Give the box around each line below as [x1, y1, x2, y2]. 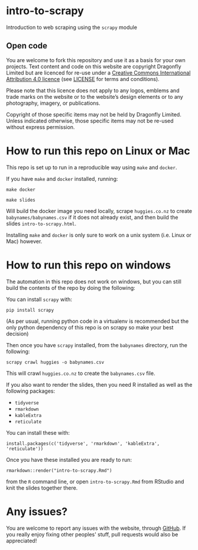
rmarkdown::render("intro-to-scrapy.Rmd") [6, 467, 112, 474]
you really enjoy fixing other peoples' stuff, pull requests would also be [6, 530, 178, 538]
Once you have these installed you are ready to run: [6, 456, 132, 463]
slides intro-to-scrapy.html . [6, 220, 77, 227]
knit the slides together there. [6, 484, 78, 491]
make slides [6, 197, 35, 203]
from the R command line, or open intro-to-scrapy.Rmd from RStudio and [6, 478, 184, 485]
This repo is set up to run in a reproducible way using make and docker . [6, 164, 177, 171]
